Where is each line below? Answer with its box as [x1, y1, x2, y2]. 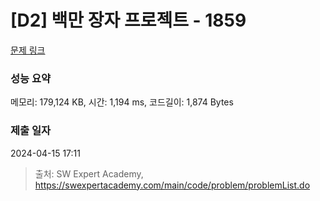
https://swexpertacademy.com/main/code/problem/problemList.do [34, 179, 311, 191]
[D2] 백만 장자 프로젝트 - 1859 [10, 9, 247, 32]
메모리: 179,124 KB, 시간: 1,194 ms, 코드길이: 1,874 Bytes [10, 96, 234, 108]
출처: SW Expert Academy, [34, 167, 144, 180]
